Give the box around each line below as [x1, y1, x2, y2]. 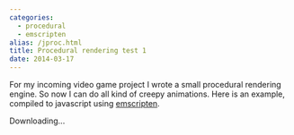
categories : [9, 13, 54, 22]
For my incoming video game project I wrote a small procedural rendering [9, 80, 281, 89]
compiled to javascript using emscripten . [9, 98, 160, 108]
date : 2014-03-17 [9, 55, 75, 63]
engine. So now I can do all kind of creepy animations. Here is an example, [9, 89, 286, 99]
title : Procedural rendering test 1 [9, 46, 147, 55]
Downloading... [9, 115, 66, 126]
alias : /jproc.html [9, 38, 83, 47]
